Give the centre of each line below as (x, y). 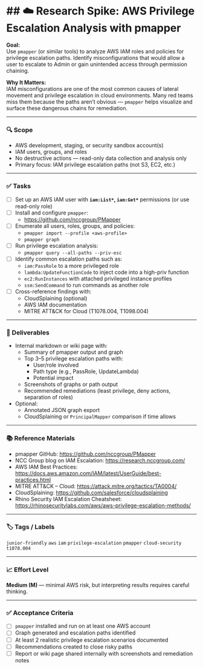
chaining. (18, 70)
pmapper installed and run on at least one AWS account (83, 626)
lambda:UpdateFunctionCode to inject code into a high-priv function (106, 272)
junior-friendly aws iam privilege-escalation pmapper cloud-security (94, 543)
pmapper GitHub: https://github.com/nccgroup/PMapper (85, 454)
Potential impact (53, 378)
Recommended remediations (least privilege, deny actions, (97, 391)
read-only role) (34, 206)
